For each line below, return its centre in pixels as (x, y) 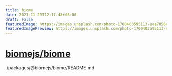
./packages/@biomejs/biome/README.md (50, 68)
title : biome (19, 10)
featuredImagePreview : (29, 29)
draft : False (19, 19)
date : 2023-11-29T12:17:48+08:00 (41, 15)
